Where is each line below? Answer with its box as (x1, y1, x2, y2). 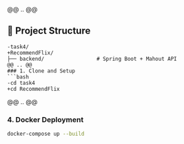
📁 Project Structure (7, 25, 91, 37)
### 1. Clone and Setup (7, 68, 76, 74)
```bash (7, 73, 30, 81)
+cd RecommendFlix (7, 85, 60, 92)
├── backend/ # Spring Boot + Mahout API (7, 55, 177, 62)
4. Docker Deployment (7, 114, 84, 124)
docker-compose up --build (7, 130, 85, 138)
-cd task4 (7, 79, 36, 86)
